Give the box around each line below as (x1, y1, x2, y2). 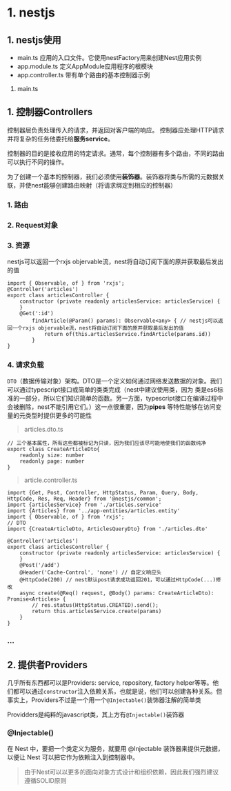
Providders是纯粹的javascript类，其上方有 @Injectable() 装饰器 (7, 710, 185, 719)
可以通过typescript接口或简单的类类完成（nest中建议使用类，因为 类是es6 (7, 386, 218, 394)
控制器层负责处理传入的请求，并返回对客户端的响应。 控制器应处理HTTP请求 (7, 126, 225, 134)
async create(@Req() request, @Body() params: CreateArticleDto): (19, 590, 214, 597)
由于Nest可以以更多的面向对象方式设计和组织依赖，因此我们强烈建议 (23, 768, 219, 777)
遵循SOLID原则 (23, 777, 67, 785)
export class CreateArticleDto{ (7, 446, 100, 453)
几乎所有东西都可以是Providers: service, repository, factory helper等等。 (7, 678, 213, 687)
